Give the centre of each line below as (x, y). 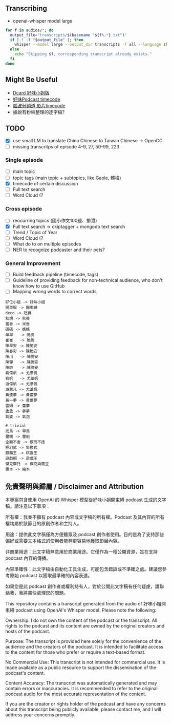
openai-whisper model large (42, 21)
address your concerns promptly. (40, 715)
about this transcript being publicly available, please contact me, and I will (83, 709)
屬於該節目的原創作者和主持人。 (48, 524)
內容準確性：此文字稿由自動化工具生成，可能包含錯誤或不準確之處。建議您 (84, 569)
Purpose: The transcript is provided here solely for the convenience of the (83, 641)
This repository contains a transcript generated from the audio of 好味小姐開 (86, 604)
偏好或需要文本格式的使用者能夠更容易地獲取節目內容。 (63, 541)
